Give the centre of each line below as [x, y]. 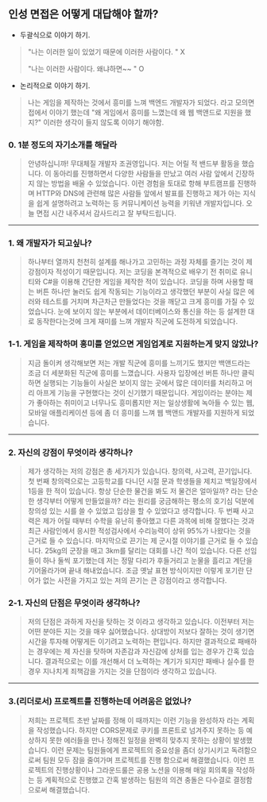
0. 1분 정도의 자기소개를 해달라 [63, 145]
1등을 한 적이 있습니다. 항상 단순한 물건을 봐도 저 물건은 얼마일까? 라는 [135, 491]
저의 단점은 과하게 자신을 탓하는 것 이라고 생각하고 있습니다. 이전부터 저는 [141, 622]
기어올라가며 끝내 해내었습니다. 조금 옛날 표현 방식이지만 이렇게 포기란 [136, 571]
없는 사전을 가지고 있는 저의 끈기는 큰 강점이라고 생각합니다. [135, 580]
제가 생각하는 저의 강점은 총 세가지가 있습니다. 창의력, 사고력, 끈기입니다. [140, 471]
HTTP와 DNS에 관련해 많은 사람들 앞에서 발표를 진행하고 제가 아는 [139, 194]
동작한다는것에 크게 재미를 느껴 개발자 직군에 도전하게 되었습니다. [137, 322]
